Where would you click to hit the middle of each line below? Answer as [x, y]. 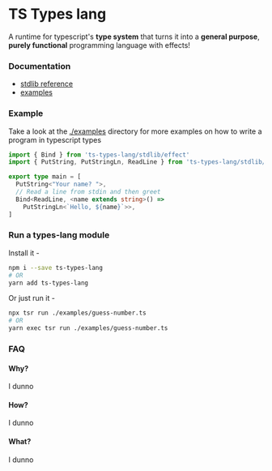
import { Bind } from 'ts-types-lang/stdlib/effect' [99, 155]
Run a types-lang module [59, 235]
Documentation [40, 66]
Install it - [24, 253]
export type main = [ [45, 177]
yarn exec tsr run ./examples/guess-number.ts [88, 328]
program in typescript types [55, 139]
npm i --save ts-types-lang [56, 268]
